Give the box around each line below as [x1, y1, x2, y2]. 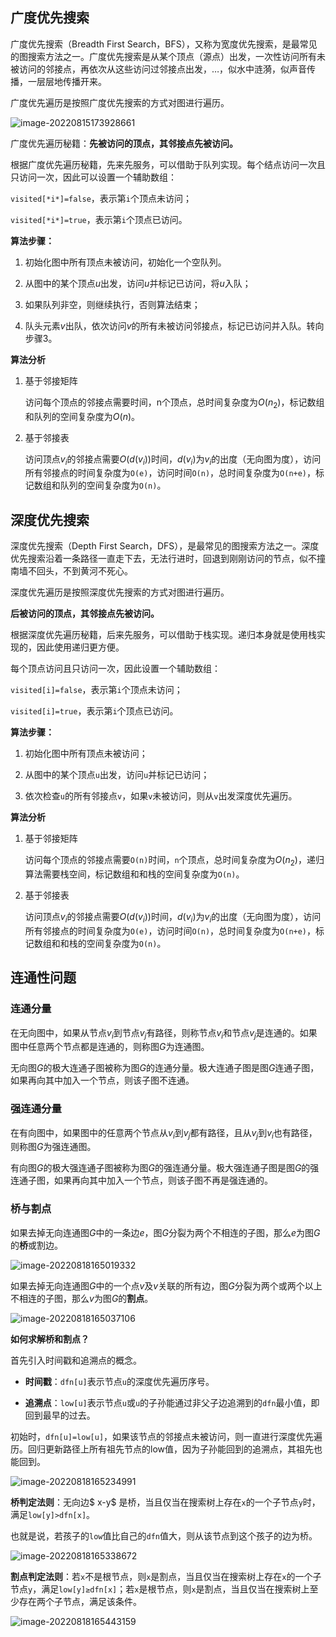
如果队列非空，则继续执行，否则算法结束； [24, 298, 201, 310]
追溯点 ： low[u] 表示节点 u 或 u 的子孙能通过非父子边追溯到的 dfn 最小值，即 [24, 1396, 320, 1408]
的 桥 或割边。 [10, 1239, 63, 1251]
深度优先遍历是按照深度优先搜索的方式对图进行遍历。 [10, 586, 230, 598]
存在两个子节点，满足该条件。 [18, 1595, 142, 1607]
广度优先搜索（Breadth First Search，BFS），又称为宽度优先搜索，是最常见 [10, 38, 318, 50]
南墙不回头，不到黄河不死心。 [10, 565, 133, 577]
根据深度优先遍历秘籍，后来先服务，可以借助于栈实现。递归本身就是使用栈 [10, 629, 317, 641]
